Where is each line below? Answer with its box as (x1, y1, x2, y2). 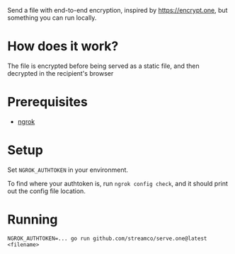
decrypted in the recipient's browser (7, 69, 114, 77)
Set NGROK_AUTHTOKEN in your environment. (7, 166, 129, 174)
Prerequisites (7, 94, 88, 110)
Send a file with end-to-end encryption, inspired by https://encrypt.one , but (7, 6, 228, 14)
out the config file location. (7, 187, 86, 195)
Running (7, 212, 58, 227)
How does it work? (7, 38, 119, 54)
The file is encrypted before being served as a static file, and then (7, 62, 200, 70)
